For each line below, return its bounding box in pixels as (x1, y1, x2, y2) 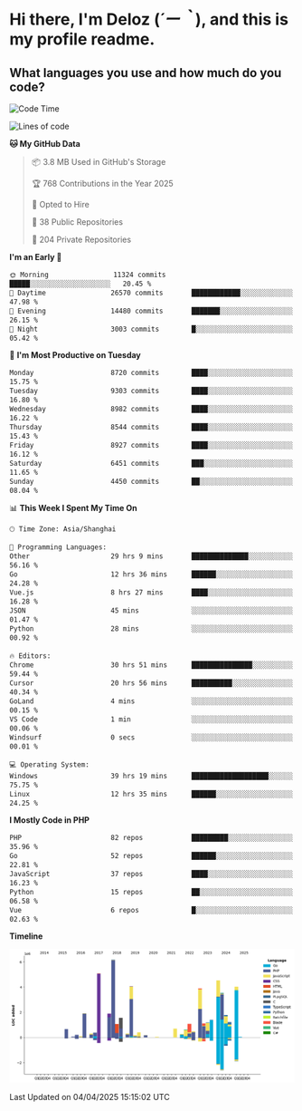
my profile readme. (9, 29, 156, 50)
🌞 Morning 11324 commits (9, 270, 166, 279)
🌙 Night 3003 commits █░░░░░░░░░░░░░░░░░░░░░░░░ (9, 324, 294, 333)
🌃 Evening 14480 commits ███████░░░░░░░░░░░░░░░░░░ (9, 306, 294, 315)
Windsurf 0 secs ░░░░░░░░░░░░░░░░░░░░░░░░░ (9, 733, 294, 742)
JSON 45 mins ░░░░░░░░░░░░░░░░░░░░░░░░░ (9, 606, 294, 615)
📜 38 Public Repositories (31, 217, 124, 227)
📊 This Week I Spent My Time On (9, 503, 137, 513)
